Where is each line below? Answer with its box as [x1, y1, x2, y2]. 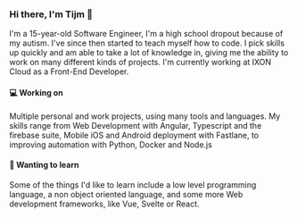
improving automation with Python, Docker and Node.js [9, 138, 212, 150]
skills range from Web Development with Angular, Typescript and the [9, 120, 262, 130]
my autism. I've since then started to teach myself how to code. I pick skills [9, 38, 285, 48]
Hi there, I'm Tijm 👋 [9, 8, 94, 21]
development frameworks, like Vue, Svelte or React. [9, 198, 200, 209]
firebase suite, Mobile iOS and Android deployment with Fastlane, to [9, 130, 260, 140]
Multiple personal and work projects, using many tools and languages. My [9, 111, 281, 122]
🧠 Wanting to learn [9, 160, 79, 171]
